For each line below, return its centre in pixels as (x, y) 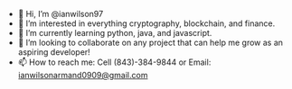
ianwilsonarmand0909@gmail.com (83, 75)
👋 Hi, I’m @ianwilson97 (61, 14)
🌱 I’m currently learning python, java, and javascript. (115, 33)
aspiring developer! (54, 52)
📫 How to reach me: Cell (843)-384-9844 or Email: (114, 62)
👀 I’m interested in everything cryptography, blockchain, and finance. (146, 23)
